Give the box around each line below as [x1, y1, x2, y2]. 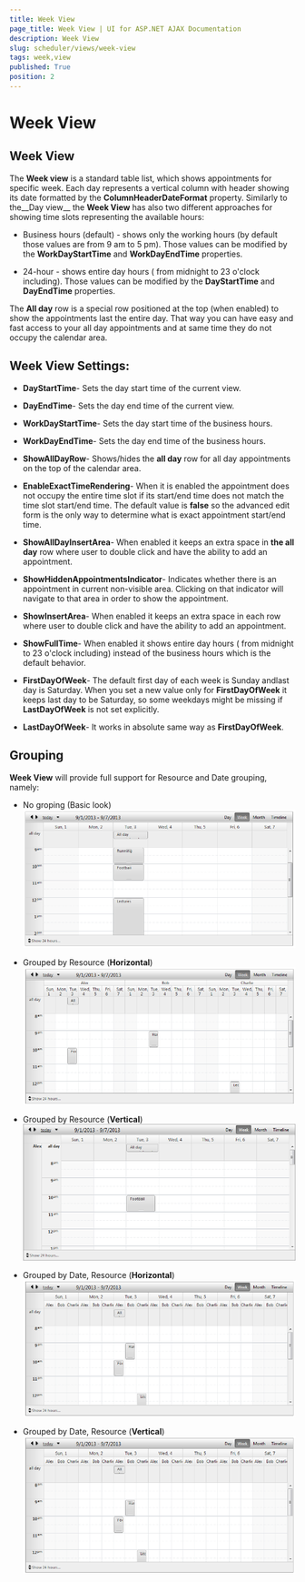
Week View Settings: [9, 358, 130, 374]
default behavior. [22, 657, 86, 668]
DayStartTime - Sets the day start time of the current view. [22, 382, 241, 393]
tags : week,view [9, 53, 71, 63]
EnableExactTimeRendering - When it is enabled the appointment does [22, 480, 290, 491]
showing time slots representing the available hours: [9, 211, 204, 222]
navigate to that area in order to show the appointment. [22, 592, 229, 604]
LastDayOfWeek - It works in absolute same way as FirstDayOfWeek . [22, 721, 284, 732]
